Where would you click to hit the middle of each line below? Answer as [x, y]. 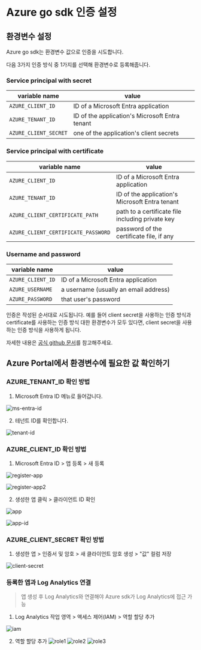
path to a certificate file [149, 211]
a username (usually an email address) [115, 289]
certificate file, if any [145, 236]
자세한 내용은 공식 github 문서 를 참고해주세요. [60, 342]
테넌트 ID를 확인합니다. [42, 420]
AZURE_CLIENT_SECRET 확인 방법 [55, 540]
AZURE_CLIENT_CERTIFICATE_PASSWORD [60, 232]
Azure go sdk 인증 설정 [62, 12]
